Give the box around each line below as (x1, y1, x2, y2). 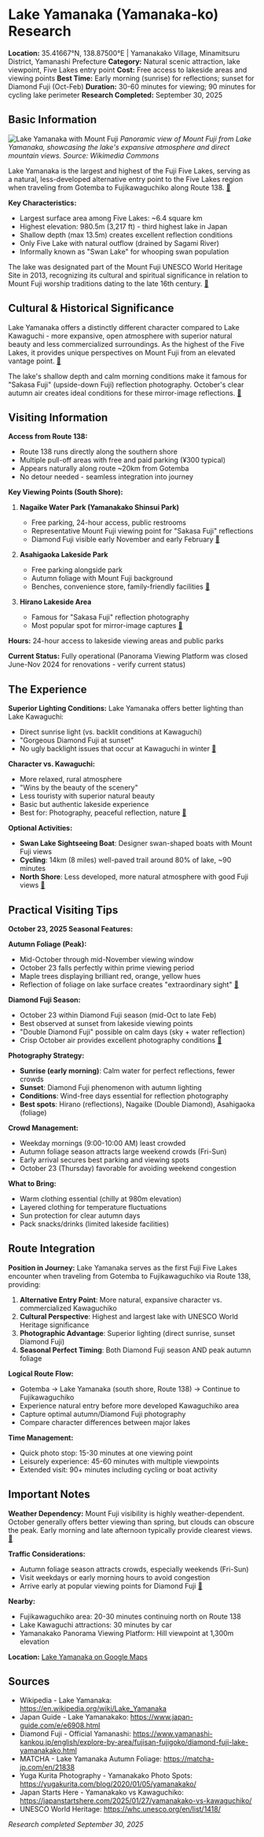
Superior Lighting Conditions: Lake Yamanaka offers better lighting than (8, 704, 244, 713)
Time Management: (8, 1433, 74, 1442)
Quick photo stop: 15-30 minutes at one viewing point (19, 1448, 193, 1457)
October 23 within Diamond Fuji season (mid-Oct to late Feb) (19, 1010, 217, 1020)
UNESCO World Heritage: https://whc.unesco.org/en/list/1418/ (19, 1805, 222, 1814)
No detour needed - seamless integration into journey (19, 472, 194, 482)
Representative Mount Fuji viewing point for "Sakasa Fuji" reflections (31, 526, 254, 536)
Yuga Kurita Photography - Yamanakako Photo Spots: (19, 1771, 192, 1780)
